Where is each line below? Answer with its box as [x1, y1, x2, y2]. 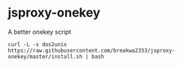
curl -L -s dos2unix [8, 41, 68, 48]
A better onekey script [8, 28, 71, 36]
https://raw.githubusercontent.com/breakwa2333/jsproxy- [8, 47, 176, 54]
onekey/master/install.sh [8, 53, 82, 60]
